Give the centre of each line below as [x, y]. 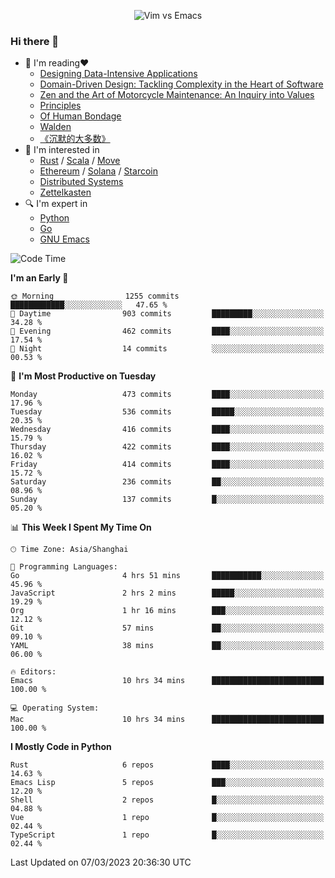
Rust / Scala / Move [80, 161]
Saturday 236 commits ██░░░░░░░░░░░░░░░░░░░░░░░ [167, 482]
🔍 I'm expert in [56, 204]
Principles [60, 106]
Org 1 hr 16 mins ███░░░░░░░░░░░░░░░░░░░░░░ [167, 611]
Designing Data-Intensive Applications [118, 74]
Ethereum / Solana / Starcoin [98, 171]
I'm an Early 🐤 [39, 278]
